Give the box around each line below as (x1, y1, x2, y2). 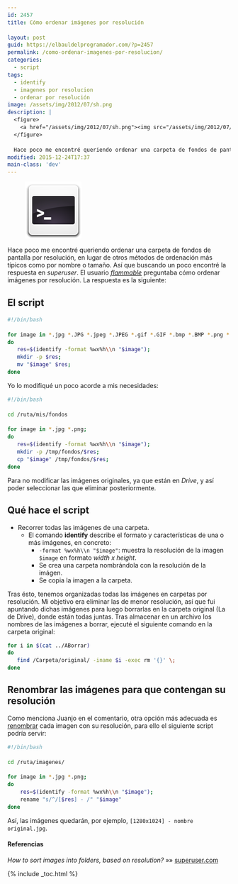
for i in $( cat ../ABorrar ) (7, 642, 91, 649)
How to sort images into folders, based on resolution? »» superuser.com (7, 856, 219, 864)
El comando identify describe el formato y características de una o (28, 531, 225, 539)
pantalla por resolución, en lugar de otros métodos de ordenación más (7, 253, 212, 262)
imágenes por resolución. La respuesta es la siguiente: (7, 276, 166, 284)
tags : (7, 71, 23, 78)
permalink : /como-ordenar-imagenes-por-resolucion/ (7, 49, 163, 56)
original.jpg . (7, 824, 47, 832)
